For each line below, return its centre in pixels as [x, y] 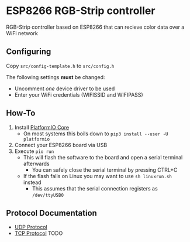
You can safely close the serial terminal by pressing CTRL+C [105, 170]
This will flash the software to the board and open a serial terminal [103, 157]
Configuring [29, 52]
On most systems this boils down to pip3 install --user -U [96, 134]
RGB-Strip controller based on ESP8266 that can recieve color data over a [95, 27]
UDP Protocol [31, 227]
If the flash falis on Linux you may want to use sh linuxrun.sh [98, 176]
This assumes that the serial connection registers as [95, 188]
